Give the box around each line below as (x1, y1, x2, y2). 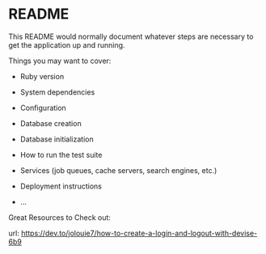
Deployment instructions (19, 181, 103, 191)
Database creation (19, 118, 82, 128)
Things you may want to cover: (8, 56, 112, 66)
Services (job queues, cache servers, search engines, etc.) (19, 165, 217, 175)
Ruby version (19, 71, 65, 81)
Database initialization (19, 134, 95, 144)
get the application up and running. (8, 40, 125, 49)
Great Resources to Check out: (8, 212, 112, 222)
